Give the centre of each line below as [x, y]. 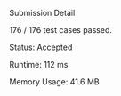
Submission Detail [42, 13]
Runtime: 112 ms [39, 64]
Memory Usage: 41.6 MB [54, 82]
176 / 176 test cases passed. [61, 30]
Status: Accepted [41, 47]
